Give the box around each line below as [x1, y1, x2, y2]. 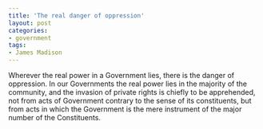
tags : [8, 41, 26, 49]
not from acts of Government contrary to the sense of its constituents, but [8, 96, 252, 105]
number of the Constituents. [8, 113, 102, 122]
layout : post [8, 19, 52, 27]
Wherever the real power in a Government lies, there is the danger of [8, 71, 234, 80]
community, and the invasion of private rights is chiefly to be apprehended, [8, 88, 256, 96]
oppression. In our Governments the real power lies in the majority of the [8, 79, 248, 88]
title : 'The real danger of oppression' [8, 11, 145, 20]
